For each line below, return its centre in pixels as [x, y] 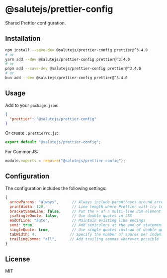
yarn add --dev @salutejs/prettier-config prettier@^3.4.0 [68, 59]
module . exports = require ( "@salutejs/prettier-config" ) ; [65, 161]
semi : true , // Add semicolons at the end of [75, 225]
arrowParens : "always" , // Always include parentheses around [81, 202]
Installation [23, 39]
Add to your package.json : [32, 105]
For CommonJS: [22, 152]
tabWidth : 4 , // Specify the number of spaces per [79, 234]
